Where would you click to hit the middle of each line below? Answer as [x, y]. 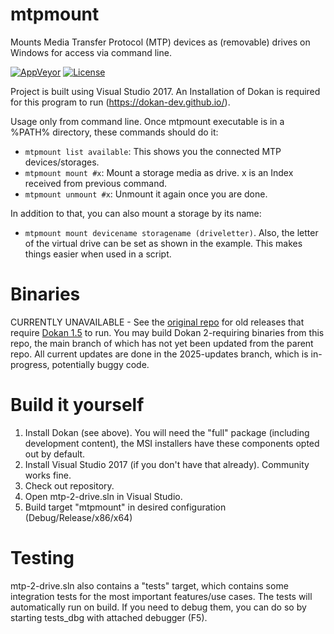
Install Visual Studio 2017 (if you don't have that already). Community [167, 464]
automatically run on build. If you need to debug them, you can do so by [158, 607]
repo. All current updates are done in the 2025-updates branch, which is [159, 354]
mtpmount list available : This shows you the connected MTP [153, 151]
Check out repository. [69, 485]
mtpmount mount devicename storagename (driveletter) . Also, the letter [171, 232]
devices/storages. [62, 162]
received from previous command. [96, 183]
